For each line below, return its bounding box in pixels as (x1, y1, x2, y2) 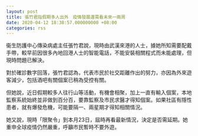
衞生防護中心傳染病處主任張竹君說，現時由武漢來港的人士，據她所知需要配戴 (6, 42, 192, 49)
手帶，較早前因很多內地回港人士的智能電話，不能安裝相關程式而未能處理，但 (6, 49, 192, 57)
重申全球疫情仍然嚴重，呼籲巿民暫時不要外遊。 (6, 124, 120, 131)
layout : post (6, 8, 38, 15)
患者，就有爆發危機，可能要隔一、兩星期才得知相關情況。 (6, 104, 146, 111)
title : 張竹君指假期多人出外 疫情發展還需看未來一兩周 (6, 14, 126, 20)
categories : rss (6, 25, 46, 31)
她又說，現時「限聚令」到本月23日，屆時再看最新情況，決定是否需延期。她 (6, 116, 189, 124)
